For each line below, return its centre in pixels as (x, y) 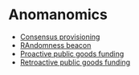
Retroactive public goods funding (75, 62)
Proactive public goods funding (72, 53)
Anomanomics (58, 15)
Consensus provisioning (60, 37)
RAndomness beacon (55, 45)
